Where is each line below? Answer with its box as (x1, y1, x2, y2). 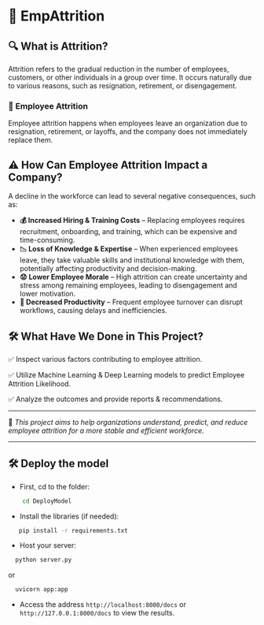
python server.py (15, 556, 72, 564)
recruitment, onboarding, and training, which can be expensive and (19, 227, 237, 236)
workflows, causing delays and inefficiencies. (19, 306, 167, 315)
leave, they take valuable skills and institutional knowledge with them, (19, 255, 245, 265)
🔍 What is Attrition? (8, 39, 108, 53)
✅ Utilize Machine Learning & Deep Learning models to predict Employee (8, 370, 245, 379)
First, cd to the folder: (19, 482, 90, 491)
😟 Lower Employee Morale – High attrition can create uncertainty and (19, 272, 247, 282)
